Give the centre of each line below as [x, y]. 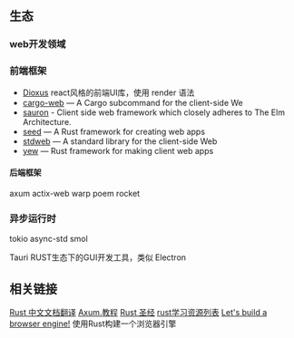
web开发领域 [38, 44]
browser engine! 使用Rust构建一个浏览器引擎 [93, 324]
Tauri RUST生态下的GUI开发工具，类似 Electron [98, 257]
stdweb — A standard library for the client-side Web [120, 141]
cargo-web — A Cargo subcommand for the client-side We [132, 102]
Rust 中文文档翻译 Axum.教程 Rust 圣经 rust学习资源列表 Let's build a [138, 312]
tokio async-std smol [49, 239]
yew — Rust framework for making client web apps [118, 150]
